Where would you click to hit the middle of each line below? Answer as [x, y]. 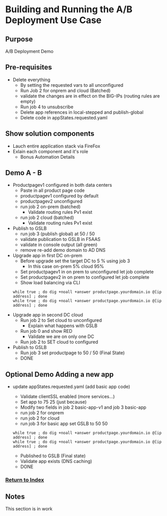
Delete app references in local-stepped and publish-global [82, 112]
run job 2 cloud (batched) [47, 217]
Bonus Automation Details [47, 157]
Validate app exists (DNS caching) [56, 461]
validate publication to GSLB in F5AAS [60, 239]
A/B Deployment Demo [29, 51]
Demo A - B [24, 173]
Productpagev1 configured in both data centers [62, 185]
